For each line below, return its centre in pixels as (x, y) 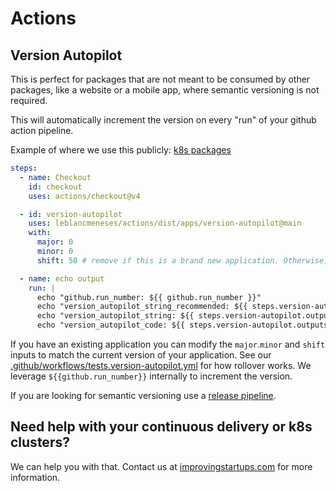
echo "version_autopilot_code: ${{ (111, 325)
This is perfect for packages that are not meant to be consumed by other (160, 79)
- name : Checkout (55, 177)
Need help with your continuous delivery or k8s (161, 427)
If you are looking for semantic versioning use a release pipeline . (143, 395)
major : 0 (55, 242)
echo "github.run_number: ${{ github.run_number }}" (149, 297)
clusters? (40, 442)
